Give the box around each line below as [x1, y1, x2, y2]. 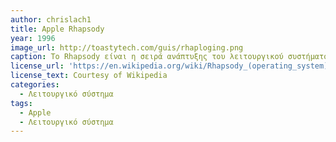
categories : [10, 80, 60, 90]
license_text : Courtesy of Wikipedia [10, 71, 168, 81]
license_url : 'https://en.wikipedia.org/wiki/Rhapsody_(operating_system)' [10, 61, 333, 71]
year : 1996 [10, 33, 56, 43]
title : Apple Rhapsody [10, 24, 105, 34]
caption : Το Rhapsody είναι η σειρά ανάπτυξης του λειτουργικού [10, 52, 284, 62]
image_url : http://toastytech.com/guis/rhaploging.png [10, 42, 244, 53]
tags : [10, 98, 33, 108]
